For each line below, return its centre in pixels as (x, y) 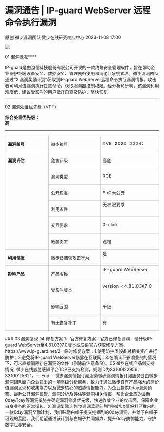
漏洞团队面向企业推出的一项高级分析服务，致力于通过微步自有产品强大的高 (80, 382)
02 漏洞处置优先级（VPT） (32, 107)
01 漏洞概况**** (21, 57)
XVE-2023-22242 (123, 144)
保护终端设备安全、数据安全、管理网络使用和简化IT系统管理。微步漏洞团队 (84, 73)
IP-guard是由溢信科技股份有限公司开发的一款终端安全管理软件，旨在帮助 (78, 67)
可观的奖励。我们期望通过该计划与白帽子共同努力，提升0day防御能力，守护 (81, 418)
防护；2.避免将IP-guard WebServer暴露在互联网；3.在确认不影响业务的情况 (81, 357)
